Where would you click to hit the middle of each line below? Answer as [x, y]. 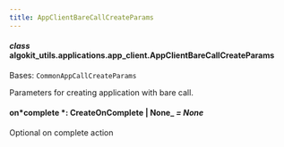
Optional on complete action [61, 133]
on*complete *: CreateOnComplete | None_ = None [107, 113]
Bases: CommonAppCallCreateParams [73, 75]
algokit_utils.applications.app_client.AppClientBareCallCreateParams [142, 55]
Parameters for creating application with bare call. [102, 92]
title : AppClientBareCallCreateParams [82, 17]
